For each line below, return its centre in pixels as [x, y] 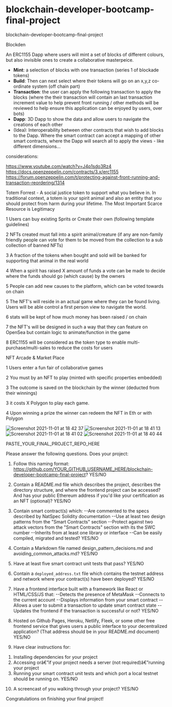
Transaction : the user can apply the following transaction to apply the [87, 91]
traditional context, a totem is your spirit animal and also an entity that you [84, 198]
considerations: [22, 156]
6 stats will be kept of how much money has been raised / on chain [77, 317]
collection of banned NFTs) [35, 245]
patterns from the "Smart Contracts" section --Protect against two [83, 522]
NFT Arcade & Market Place [35, 358]
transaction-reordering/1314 [35, 182]
